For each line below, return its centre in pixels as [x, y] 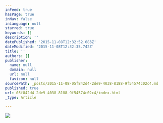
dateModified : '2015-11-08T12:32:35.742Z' [50, 47]
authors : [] [17, 56]
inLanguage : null [23, 24]
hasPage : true [20, 14]
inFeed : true [19, 10]
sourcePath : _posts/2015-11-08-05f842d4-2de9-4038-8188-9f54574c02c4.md [82, 83]
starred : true [20, 28]
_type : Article [21, 97]
